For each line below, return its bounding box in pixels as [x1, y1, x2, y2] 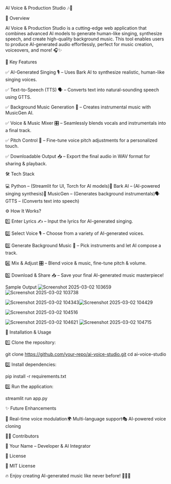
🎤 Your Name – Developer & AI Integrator [5, 443, 91, 449]
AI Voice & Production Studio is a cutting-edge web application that [5, 25, 147, 31]
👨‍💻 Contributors [5, 433, 39, 439]
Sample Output [5, 284, 37, 290]
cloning [5, 423, 21, 429]
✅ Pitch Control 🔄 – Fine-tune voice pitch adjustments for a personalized [5, 137, 158, 143]
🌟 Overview [5, 15, 30, 21]
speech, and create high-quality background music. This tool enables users [5, 36, 164, 42]
